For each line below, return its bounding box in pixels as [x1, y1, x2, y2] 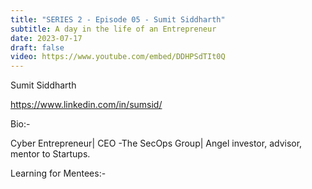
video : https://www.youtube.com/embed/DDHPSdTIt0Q [10, 52, 226, 62]
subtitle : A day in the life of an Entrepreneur [10, 24, 217, 34]
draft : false [10, 42, 65, 53]
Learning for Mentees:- [10, 167, 107, 180]
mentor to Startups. [10, 148, 91, 160]
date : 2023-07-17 [10, 33, 83, 43]
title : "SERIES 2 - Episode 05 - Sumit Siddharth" [10, 14, 226, 25]
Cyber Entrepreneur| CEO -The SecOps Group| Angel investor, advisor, [10, 137, 303, 150]
